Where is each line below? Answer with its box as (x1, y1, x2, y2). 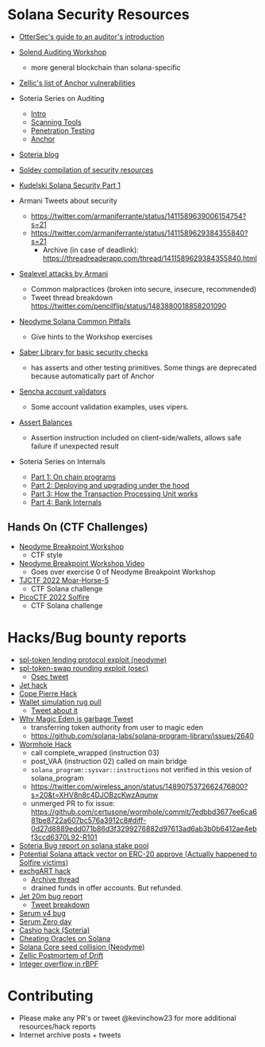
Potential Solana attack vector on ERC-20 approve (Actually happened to (18, 849, 257, 859)
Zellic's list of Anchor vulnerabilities (18, 78, 136, 87)
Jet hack (18, 680, 48, 689)
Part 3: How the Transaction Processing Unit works (30, 489, 198, 498)
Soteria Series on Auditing (18, 93, 105, 103)
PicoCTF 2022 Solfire (18, 592, 90, 602)
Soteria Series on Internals (18, 456, 106, 466)
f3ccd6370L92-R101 (30, 832, 98, 842)
